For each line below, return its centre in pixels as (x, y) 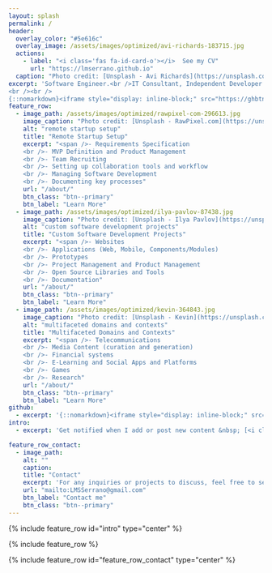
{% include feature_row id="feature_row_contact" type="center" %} (122, 559)
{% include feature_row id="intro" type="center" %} (96, 528)
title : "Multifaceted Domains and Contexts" (99, 332)
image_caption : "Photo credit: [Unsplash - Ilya (106, 220)
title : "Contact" (52, 475)
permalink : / (30, 24)
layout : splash (34, 16)
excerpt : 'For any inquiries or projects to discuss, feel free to (139, 483)
